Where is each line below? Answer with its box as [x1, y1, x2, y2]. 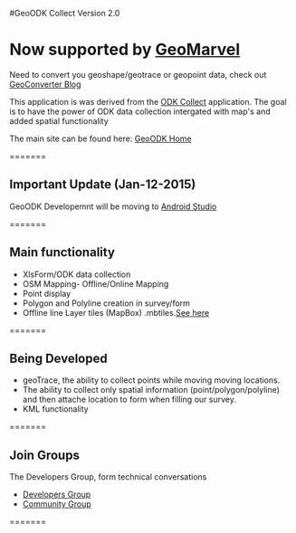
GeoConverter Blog [9, 79, 81, 90]
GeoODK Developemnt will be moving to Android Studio [9, 201, 217, 212]
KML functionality [22, 404, 89, 414]
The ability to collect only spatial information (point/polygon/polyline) [22, 385, 281, 395]
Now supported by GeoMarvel [9, 40, 241, 60]
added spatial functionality [9, 115, 109, 126]
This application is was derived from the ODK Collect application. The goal [9, 96, 287, 107]
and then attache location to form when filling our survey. [22, 394, 237, 405]
